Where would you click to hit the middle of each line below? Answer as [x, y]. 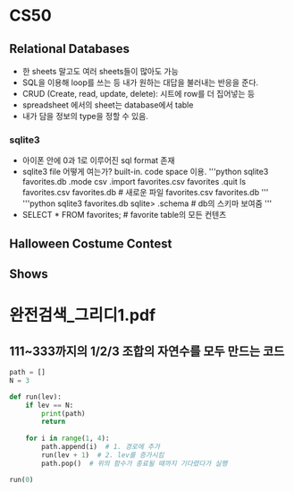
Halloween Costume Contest [91, 243]
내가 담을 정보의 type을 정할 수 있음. [85, 116]
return [54, 422]
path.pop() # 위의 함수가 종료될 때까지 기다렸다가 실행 [134, 463]
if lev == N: [50, 405]
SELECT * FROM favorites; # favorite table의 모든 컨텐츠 [124, 215]
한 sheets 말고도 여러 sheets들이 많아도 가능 [100, 71]
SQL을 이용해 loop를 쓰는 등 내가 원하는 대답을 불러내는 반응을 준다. [140, 82]
